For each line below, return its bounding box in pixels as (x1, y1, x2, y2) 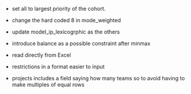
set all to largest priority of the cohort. (11, 5, 106, 12)
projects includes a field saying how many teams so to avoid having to (11, 75, 185, 81)
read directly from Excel (11, 51, 71, 59)
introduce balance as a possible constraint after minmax (11, 40, 151, 47)
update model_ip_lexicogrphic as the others (11, 28, 120, 35)
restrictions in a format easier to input (11, 63, 105, 70)
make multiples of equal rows (11, 81, 85, 88)
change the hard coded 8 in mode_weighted (11, 17, 121, 23)
